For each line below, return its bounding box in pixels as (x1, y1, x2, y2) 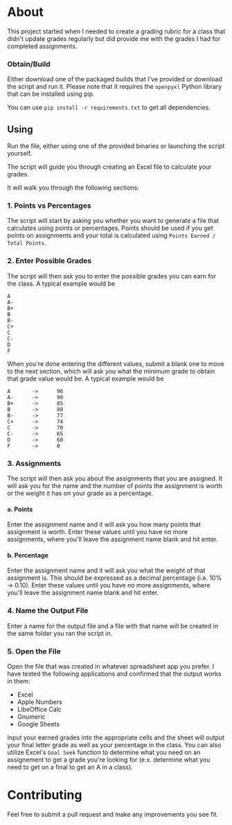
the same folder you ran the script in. (7, 629, 113, 637)
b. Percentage (7, 551, 48, 559)
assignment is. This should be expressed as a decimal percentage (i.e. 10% (7, 574, 222, 582)
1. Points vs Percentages (7, 201, 91, 210)
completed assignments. (7, 42, 78, 50)
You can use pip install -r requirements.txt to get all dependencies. (7, 103, 211, 112)
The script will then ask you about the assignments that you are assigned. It (7, 474, 223, 483)
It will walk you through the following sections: (7, 183, 140, 192)
